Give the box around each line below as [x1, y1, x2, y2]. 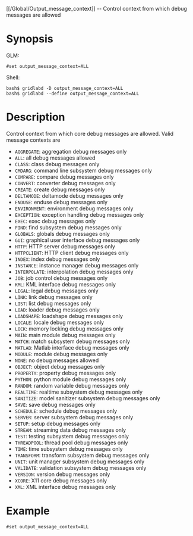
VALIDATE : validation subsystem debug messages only [14, 464, 147, 471]
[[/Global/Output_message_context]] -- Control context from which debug [6, 5, 187, 12]
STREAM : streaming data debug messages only [14, 426, 126, 434]
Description [6, 110, 65, 124]
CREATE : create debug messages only [14, 186, 105, 193]
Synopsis [6, 32, 53, 46]
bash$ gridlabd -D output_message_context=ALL [6, 85, 124, 91]
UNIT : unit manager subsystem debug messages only [14, 458, 145, 465]
